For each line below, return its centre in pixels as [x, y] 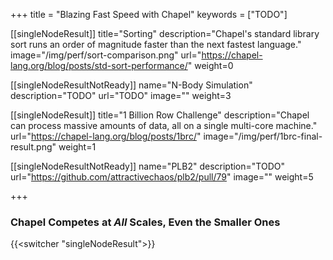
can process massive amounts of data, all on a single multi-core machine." [164, 125]
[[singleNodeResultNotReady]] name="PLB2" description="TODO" [147, 166]
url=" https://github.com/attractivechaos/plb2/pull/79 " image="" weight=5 [162, 177]
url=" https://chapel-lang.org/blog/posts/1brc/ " [106, 136]
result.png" [33, 147]
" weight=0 [210, 65]
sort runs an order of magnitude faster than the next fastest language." [156, 44]
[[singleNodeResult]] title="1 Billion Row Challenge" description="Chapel [160, 115]
